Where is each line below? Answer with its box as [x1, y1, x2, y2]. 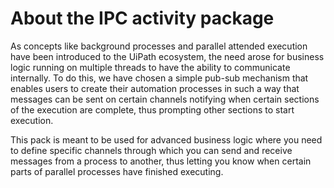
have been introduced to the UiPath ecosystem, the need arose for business [10, 50, 325, 62]
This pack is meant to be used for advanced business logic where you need [10, 133, 323, 146]
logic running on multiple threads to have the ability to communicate [10, 61, 291, 73]
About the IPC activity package [10, 7, 275, 30]
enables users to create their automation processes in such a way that [10, 82, 300, 94]
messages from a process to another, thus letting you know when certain [10, 155, 312, 167]
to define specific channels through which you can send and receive [10, 144, 293, 156]
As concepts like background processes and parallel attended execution [10, 40, 308, 52]
